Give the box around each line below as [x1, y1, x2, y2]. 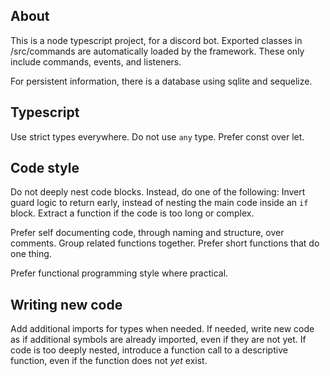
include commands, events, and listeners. [10, 55, 182, 68]
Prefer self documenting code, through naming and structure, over [10, 227, 285, 239]
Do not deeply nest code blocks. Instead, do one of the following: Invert [10, 186, 306, 198]
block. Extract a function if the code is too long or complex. [10, 207, 255, 219]
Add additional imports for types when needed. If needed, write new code [10, 323, 315, 335]
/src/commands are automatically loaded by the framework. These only [10, 45, 305, 57]
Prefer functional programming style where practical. [10, 267, 229, 279]
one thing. [10, 248, 52, 260]
